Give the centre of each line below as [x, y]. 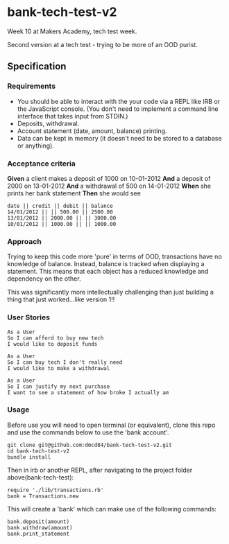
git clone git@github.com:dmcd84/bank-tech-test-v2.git [90, 445]
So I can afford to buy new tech [56, 338]
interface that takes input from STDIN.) [73, 116]
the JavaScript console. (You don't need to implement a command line [118, 109]
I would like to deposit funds [52, 344]
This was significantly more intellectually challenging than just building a [110, 292]
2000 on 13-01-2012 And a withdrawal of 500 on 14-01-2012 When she [109, 186]
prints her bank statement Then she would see [74, 193]
